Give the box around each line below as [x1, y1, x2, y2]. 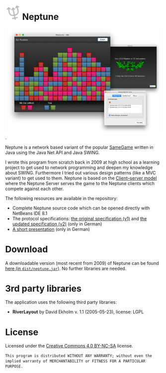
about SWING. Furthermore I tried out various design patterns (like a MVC [5, 170, 156, 176]
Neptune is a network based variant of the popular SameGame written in [5, 144, 154, 150]
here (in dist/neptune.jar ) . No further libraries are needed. [5, 265, 127, 271]
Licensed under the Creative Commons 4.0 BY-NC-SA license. [5, 343, 133, 349]
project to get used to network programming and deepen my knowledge [5, 164, 153, 171]
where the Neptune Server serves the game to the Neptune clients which [5, 180, 155, 186]
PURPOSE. [5, 364, 23, 369]
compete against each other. [5, 186, 64, 191]
